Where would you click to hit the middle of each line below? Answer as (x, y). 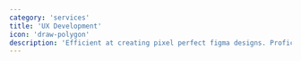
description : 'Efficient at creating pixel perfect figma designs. (138, 43)
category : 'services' (50, 17)
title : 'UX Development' (56, 26)
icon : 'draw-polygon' (50, 34)
